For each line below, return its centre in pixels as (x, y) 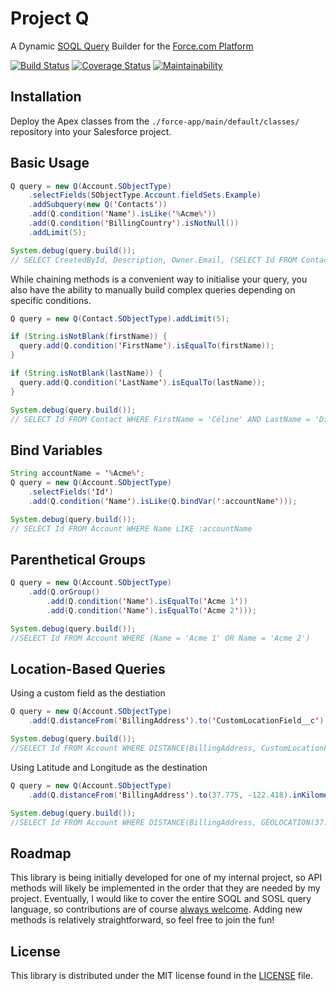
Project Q (50, 18)
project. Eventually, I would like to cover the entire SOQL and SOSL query (161, 899)
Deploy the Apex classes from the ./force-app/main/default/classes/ (155, 121)
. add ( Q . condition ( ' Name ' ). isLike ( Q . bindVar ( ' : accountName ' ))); (163, 501)
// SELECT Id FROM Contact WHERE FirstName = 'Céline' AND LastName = (160, 419)
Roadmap (41, 853)
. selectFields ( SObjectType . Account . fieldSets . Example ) (145, 195)
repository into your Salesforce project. (91, 131)
